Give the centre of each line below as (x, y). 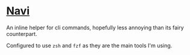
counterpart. (22, 33)
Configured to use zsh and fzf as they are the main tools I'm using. (89, 45)
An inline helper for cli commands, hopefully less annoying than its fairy (95, 27)
